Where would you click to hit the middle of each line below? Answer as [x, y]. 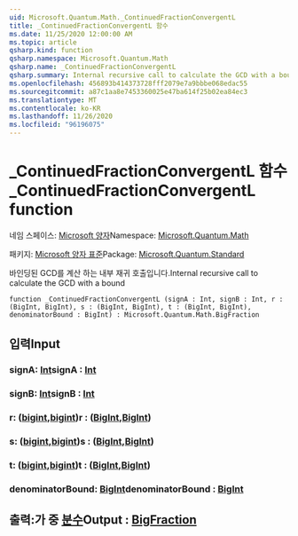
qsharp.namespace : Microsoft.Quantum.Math [89, 59]
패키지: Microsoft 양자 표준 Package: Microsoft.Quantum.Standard [127, 254]
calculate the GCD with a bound [67, 283]
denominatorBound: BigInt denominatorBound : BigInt [126, 489]
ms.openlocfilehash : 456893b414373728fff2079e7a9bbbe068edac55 [129, 83]
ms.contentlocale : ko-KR [55, 108]
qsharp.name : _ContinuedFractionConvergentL [93, 67]
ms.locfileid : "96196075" [57, 125]
